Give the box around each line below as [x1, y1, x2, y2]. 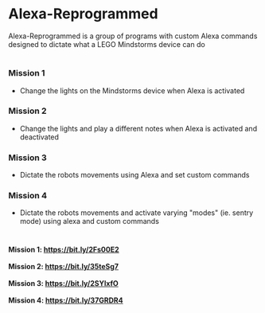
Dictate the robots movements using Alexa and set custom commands [19, 170, 250, 180]
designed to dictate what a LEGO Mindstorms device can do [8, 39, 205, 49]
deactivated [19, 132, 60, 142]
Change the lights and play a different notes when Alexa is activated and [19, 123, 257, 133]
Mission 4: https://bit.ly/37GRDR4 [8, 295, 123, 305]
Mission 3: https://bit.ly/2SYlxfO [8, 278, 119, 288]
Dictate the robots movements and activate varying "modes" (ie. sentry [19, 208, 254, 217]
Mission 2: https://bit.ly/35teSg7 [8, 261, 119, 271]
